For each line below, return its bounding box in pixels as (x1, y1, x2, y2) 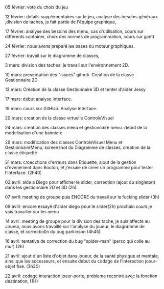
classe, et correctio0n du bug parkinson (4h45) (5, 229, 101, 234)
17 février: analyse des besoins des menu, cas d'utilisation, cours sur (5, 29, 144, 34)
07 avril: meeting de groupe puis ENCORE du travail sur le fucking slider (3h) (5, 194, 160, 200)
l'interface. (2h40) (5, 170, 42, 175)
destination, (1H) (5, 278, 38, 284)
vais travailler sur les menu (5, 209, 59, 214)
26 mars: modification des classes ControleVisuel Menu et (5, 140, 123, 145)
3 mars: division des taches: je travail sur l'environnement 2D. (5, 62, 129, 68)
